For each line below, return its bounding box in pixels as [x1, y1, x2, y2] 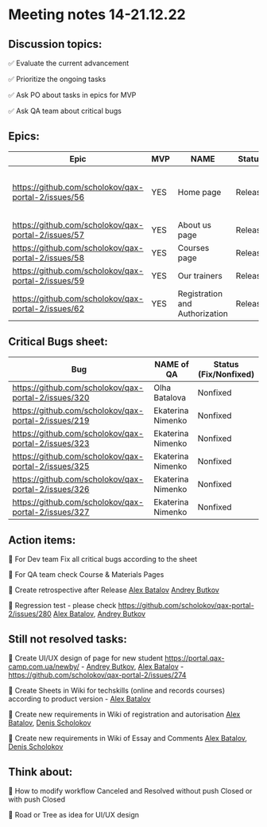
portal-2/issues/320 [12, 392, 90, 403]
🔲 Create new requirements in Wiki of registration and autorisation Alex [8, 710, 241, 720]
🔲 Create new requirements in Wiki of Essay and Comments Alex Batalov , [8, 734, 248, 743]
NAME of [154, 358, 189, 369]
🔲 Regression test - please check [8, 601, 117, 610]
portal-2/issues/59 [12, 275, 85, 286]
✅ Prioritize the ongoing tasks [8, 74, 106, 84]
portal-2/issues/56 [12, 191, 85, 202]
